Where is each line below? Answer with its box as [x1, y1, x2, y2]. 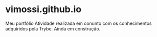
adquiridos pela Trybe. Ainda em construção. [5, 25, 101, 31]
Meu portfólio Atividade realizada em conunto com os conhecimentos [5, 20, 152, 26]
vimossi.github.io [5, 4, 82, 15]
